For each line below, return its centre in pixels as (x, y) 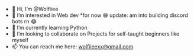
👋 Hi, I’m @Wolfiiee (35, 9)
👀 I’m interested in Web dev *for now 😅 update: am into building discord (100, 15)
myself (20, 40)
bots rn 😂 (24, 21)
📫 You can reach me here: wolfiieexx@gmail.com (72, 46)
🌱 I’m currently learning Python (49, 27)
